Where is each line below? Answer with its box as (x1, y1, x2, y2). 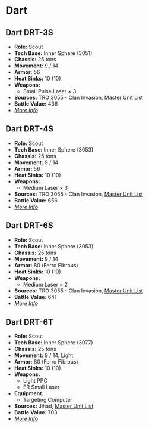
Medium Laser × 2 (23, 281, 68, 288)
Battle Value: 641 (14, 293, 57, 300)
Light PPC (23, 377, 48, 384)
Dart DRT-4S (5, 124, 54, 134)
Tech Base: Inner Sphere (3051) (14, 50, 93, 57)
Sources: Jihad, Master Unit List (14, 402, 94, 409)
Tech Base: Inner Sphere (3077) (14, 339, 93, 346)
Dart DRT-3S (5, 27, 53, 38)
